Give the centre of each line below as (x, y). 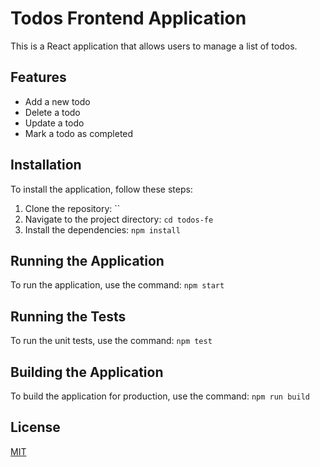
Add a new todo (57, 101)
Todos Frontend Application (128, 18)
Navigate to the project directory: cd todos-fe (119, 219)
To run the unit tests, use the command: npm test (111, 341)
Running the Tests (68, 316)
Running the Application (87, 260)
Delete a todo (52, 112)
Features (38, 77)
